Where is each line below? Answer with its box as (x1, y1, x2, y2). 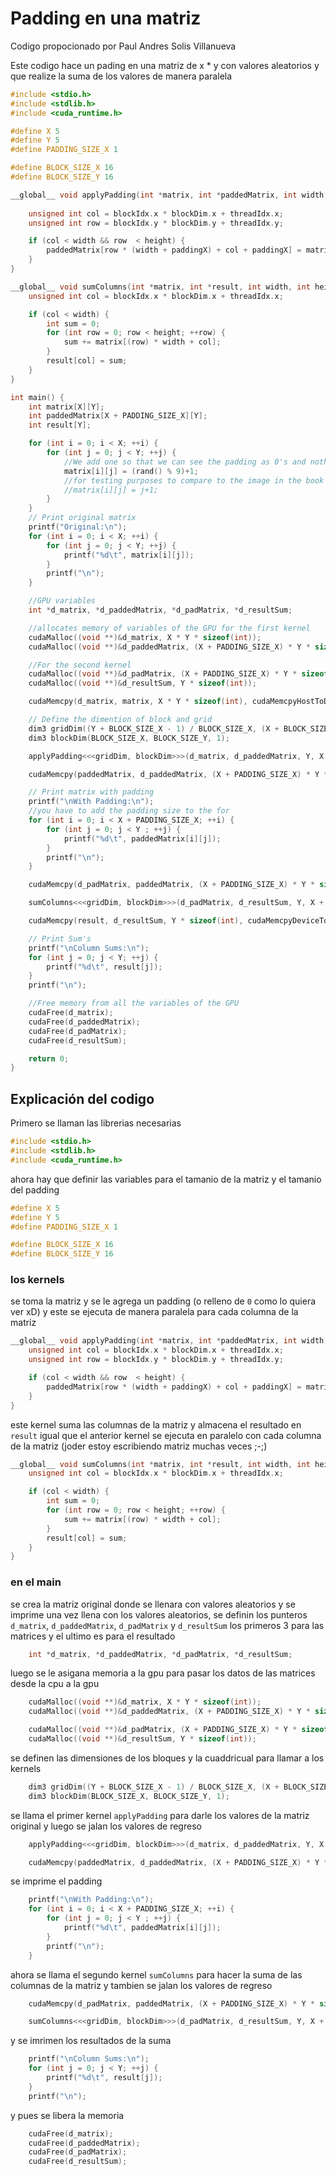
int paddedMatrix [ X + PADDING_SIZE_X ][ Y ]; (28, 411, 208, 421)
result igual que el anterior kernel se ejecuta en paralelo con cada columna (10, 1429, 322, 1441)
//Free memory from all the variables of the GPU (28, 998, 240, 1009)
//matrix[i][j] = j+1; (63, 485, 159, 495)
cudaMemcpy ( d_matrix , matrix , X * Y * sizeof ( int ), (28, 697, 248, 707)
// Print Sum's (28, 933, 92, 944)
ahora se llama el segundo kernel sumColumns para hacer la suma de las (10, 1968, 303, 1981)
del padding (10, 1183, 60, 1196)
